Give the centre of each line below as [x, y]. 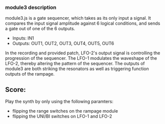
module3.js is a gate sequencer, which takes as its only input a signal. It [78, 18]
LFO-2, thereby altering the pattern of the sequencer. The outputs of [75, 64]
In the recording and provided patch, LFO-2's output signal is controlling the [83, 53]
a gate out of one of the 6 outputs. [40, 29]
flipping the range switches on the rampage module [65, 111]
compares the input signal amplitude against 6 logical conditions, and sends [83, 23]
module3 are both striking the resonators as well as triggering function [77, 69]
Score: [16, 90]
